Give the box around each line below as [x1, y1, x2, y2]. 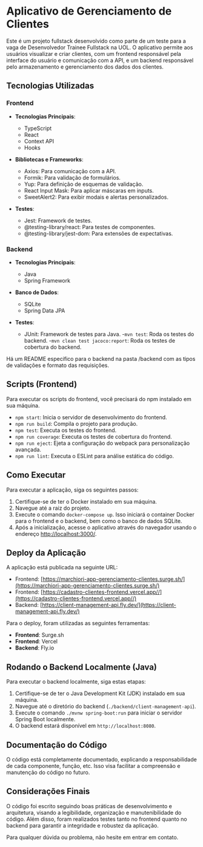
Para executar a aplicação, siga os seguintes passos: [6, 486, 139, 493]
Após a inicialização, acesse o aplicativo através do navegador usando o [15, 524, 197, 531]
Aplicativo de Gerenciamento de [6, 4, 172, 18]
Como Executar [6, 470, 66, 481]
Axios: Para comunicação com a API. [24, 167, 116, 174]
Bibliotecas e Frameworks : [15, 156, 84, 163]
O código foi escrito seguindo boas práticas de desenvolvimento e [6, 802, 173, 809]
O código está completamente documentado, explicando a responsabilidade [6, 755, 197, 763]
